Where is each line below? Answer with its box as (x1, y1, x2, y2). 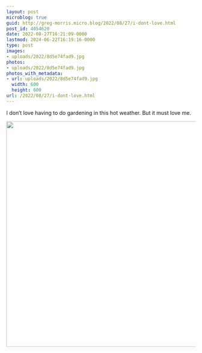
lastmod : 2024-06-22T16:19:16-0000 (6, 37, 96, 43)
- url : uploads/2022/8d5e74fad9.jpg (6, 76, 98, 82)
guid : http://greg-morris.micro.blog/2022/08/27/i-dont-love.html (6, 20, 176, 26)
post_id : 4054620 (6, 25, 50, 32)
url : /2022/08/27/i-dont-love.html (6, 93, 96, 99)
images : (6, 48, 26, 54)
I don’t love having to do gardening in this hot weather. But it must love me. (6, 109, 191, 116)
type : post (6, 43, 34, 49)
